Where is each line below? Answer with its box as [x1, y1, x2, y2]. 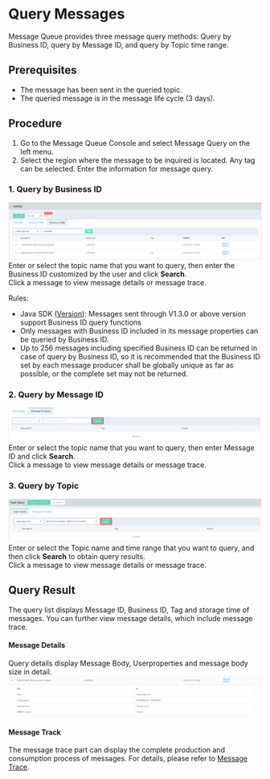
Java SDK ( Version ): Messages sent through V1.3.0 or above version [19, 309, 247, 319]
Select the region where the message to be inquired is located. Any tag [19, 155, 256, 165]
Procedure [8, 117, 63, 131]
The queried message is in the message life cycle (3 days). [19, 93, 215, 103]
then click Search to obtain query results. [8, 551, 146, 561]
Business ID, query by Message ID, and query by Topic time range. [8, 39, 229, 49]
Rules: [8, 293, 30, 303]
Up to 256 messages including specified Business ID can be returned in [19, 343, 258, 353]
